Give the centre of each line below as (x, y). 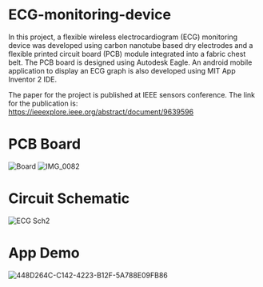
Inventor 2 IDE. (33, 79)
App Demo (44, 253)
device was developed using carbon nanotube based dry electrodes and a (131, 45)
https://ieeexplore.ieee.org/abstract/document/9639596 (101, 112)
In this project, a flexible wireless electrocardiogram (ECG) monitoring (123, 37)
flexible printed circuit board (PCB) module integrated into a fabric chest (127, 54)
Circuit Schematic (69, 199)
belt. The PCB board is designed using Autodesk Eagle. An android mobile (130, 62)
